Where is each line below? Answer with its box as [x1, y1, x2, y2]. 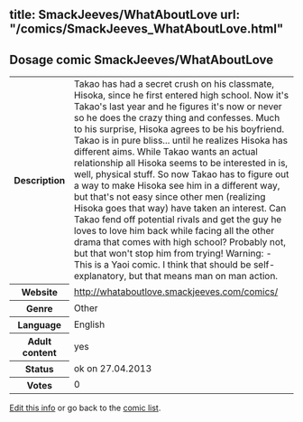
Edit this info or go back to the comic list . [9, 402, 161, 413]
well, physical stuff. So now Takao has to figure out [73, 168, 289, 181]
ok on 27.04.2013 [73, 361, 152, 374]
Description [14, 173, 66, 186]
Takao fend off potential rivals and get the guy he [73, 213, 282, 226]
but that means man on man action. [128, 270, 278, 283]
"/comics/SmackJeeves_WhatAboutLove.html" [9, 22, 284, 37]
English [73, 318, 106, 331]
